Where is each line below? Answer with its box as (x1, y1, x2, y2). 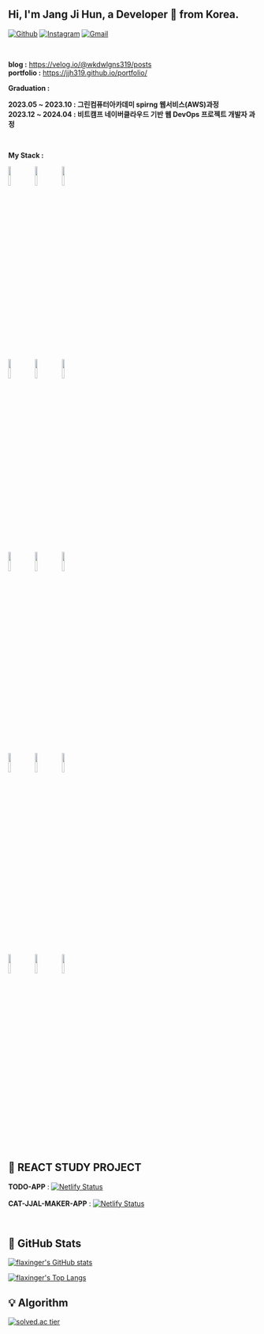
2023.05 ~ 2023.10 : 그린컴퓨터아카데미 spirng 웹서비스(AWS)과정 (8, 100, 219, 109)
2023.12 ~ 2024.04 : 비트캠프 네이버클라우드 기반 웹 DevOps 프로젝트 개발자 (8, 109, 247, 119)
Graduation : (8, 83, 50, 93)
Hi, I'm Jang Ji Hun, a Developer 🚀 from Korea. (8, 8, 240, 21)
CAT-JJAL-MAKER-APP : (8, 1199, 91, 1208)
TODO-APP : (8, 1181, 50, 1191)
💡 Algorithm (8, 1296, 69, 1309)
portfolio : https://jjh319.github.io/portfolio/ (8, 68, 147, 77)
